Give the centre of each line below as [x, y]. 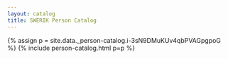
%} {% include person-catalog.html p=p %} [71, 48]
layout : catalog [31, 14]
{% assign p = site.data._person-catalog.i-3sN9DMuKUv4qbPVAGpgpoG [114, 40]
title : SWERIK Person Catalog [52, 20]
